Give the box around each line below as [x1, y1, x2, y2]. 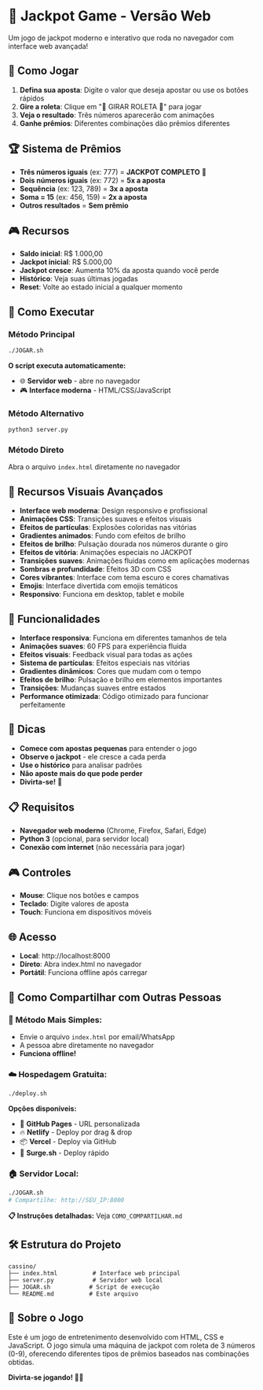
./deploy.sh [8, 1090, 47, 1098]
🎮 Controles [8, 866, 71, 880]
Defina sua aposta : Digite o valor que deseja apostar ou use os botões [19, 85, 249, 94]
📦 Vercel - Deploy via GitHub [19, 1137, 117, 1146]
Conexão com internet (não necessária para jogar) [19, 842, 185, 851]
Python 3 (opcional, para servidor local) [19, 833, 149, 844]
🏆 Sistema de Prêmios [8, 142, 122, 156]
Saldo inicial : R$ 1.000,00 [19, 249, 104, 259]
